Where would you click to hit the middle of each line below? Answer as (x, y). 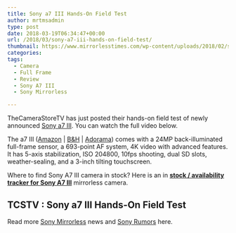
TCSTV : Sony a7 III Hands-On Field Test (97, 205)
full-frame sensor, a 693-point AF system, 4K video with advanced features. (118, 147)
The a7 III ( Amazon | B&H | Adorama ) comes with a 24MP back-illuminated (115, 139)
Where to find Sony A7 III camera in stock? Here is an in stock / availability (116, 175)
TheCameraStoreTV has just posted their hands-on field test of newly (108, 118)
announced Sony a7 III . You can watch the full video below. (92, 126)
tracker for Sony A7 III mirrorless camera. (68, 182)
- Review (26, 79)
